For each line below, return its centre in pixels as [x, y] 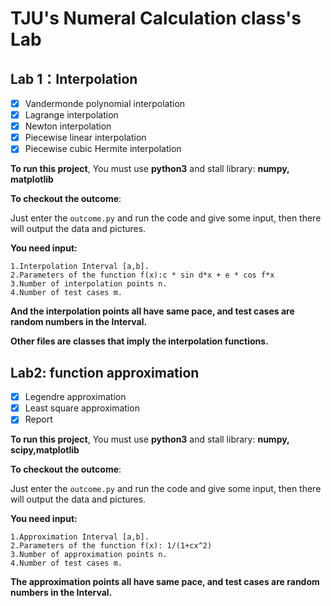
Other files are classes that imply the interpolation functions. [139, 341]
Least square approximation [82, 408]
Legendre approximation [75, 397]
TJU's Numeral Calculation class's [156, 18]
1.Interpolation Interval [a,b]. [80, 267]
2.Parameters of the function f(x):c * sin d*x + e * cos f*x [142, 275]
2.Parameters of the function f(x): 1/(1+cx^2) [111, 546]
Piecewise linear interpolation [85, 138]
